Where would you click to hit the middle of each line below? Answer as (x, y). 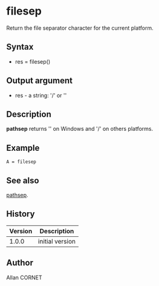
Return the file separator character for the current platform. (80, 28)
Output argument (39, 81)
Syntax (20, 47)
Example (23, 148)
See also (23, 180)
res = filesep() (32, 61)
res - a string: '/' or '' (41, 95)
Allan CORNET (24, 278)
